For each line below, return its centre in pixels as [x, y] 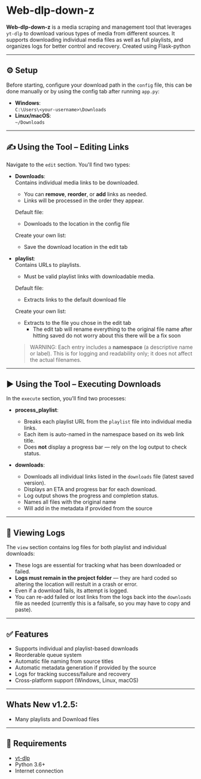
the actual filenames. [56, 360]
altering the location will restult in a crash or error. [76, 585]
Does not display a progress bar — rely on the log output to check [105, 447]
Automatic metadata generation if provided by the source [86, 667]
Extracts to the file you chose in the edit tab [77, 322]
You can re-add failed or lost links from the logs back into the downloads [103, 597]
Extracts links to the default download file [75, 299]
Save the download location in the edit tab [76, 247]
